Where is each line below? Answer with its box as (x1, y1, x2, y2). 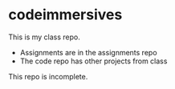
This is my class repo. (8, 32, 80, 42)
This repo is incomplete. (8, 71, 88, 81)
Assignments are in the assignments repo (19, 47, 158, 57)
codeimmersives (8, 6, 123, 24)
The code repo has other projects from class (19, 56, 168, 66)
